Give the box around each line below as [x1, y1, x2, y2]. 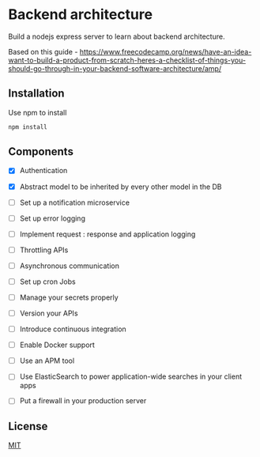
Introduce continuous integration [19, 324, 126, 334]
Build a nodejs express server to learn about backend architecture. [8, 32, 225, 41]
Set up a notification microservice [19, 198, 130, 207]
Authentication [19, 166, 68, 176]
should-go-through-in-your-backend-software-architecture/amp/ [8, 63, 222, 73]
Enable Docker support [19, 340, 95, 349]
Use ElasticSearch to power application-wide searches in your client [19, 372, 243, 381]
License [8, 419, 48, 432]
